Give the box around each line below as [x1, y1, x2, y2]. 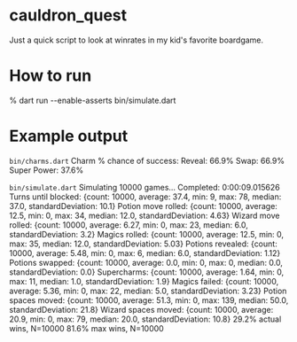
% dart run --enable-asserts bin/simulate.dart [9, 95, 176, 105]
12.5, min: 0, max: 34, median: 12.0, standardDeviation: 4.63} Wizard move [9, 210, 280, 221]
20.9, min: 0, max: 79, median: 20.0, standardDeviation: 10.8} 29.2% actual [9, 314, 282, 324]
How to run [9, 66, 92, 86]
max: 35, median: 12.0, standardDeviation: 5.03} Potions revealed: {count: [9, 238, 277, 249]
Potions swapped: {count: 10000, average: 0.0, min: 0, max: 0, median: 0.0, [9, 257, 284, 268]
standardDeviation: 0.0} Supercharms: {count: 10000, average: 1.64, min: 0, [9, 267, 285, 277]
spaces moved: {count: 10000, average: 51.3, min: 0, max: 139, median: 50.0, [9, 294, 289, 306]
